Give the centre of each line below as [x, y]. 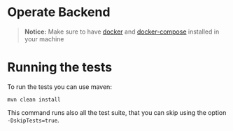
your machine [44, 39]
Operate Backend [59, 12]
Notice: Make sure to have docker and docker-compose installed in [122, 32]
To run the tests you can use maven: [59, 87]
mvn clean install [34, 99]
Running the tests [60, 68]
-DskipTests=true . [33, 120]
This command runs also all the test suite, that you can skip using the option [117, 112]
